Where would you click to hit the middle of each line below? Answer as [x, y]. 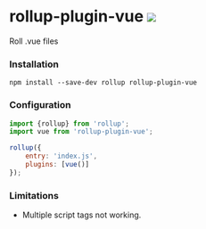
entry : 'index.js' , [62, 156]
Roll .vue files [34, 41]
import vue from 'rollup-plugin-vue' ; [81, 132]
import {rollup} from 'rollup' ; [69, 123]
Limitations [34, 195]
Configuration [40, 105]
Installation [34, 64]
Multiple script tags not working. [82, 215]
